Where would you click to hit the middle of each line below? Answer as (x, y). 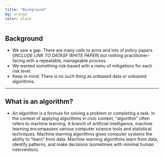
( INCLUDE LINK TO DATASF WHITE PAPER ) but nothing (68, 56)
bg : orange (16, 14)
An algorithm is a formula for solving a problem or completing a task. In (83, 113)
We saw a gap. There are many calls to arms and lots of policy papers (82, 50)
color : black (18, 19)
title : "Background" (26, 10)
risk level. (22, 71)
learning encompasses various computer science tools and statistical (82, 129)
